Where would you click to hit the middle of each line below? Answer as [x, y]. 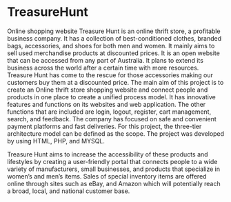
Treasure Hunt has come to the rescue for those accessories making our [110, 75]
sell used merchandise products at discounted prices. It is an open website [114, 53]
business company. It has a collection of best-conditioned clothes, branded [114, 38]
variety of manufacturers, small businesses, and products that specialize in [114, 169]
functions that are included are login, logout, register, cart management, [109, 112]
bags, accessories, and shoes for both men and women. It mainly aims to [111, 46]
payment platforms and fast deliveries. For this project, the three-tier [104, 126]
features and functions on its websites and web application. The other [107, 104]
